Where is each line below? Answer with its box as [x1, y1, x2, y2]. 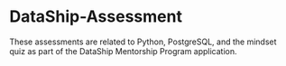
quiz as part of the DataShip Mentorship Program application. [9, 45, 237, 56]
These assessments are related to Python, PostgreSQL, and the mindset [9, 36, 277, 47]
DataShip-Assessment [9, 6, 183, 27]
